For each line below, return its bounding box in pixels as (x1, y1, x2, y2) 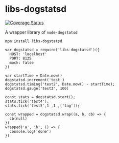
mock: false (9, 60, 34, 65)
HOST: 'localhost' (9, 52, 48, 57)
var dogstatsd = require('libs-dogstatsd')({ (5, 47, 99, 52)
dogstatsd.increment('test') (5, 77, 65, 82)
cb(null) (9, 116, 27, 121)
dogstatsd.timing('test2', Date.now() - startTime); (5, 82, 115, 86)
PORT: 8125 (9, 56, 32, 61)
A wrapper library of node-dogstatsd (5, 29, 78, 35)
